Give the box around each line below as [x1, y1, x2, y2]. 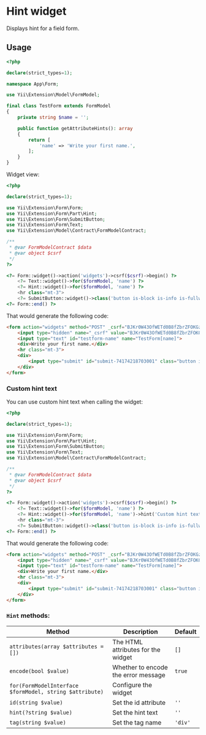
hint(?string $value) [9, 709, 72, 716]
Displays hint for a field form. [6, 25, 80, 32]
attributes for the [112, 645, 161, 654]
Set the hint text [112, 708, 158, 717]
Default [174, 627, 197, 636]
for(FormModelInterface [9, 682, 79, 689]
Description [123, 627, 158, 636]
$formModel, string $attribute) [9, 688, 104, 695]
